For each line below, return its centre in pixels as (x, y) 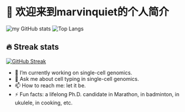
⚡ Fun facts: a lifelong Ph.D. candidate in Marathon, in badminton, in (97, 94)
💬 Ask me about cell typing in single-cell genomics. (77, 79)
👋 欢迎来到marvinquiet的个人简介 (88, 12)
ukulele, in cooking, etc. (44, 103)
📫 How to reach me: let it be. (50, 85)
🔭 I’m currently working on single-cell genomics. (73, 72)
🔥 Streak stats (32, 47)
